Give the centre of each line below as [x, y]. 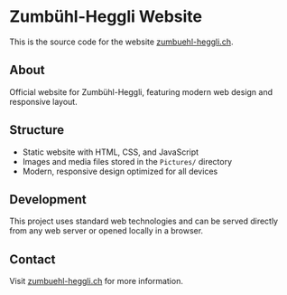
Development [48, 200]
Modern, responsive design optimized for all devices [120, 171]
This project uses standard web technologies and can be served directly [143, 221]
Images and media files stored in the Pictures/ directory [127, 161]
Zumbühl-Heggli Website [106, 17]
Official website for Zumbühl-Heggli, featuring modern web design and [141, 91]
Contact [32, 259]
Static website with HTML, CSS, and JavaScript [111, 152]
